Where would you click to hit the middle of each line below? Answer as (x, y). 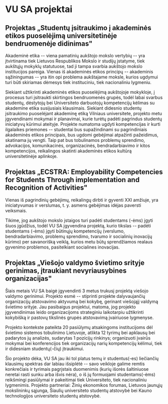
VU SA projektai (39, 9)
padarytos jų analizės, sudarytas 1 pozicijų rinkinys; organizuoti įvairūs (78, 338)
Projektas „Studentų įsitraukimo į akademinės (78, 28)
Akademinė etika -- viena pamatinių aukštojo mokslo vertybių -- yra (75, 56)
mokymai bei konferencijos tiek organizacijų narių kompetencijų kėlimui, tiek (84, 343)
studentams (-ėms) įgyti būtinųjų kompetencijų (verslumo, (65, 231)
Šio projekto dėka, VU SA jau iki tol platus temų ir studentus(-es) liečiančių (82, 358)
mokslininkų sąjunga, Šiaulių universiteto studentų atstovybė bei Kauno (78, 390)
